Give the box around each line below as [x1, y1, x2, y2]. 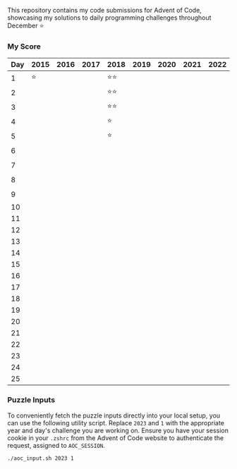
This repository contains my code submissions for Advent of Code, [7, 6, 202, 14]
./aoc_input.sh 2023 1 [7, 454, 74, 462]
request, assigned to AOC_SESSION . [7, 441, 106, 449]
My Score [7, 42, 41, 51]
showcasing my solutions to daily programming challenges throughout [7, 13, 212, 22]
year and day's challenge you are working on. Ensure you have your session [7, 426, 229, 434]
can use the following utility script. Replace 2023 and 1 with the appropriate [7, 418, 224, 427]
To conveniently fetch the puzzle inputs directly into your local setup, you [7, 411, 221, 420]
